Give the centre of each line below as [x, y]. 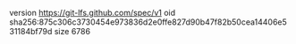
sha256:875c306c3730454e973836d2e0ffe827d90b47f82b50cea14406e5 [148, 22]
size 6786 [72, 31]
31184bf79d [31, 31]
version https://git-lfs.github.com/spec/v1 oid [93, 13]
